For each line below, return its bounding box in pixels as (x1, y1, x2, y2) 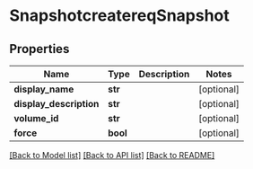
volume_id (13, 112, 59, 124)
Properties (9, 41, 70, 57)
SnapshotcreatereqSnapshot (9, 5, 231, 26)
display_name (13, 83, 74, 95)
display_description (13, 98, 100, 110)
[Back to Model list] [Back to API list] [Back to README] (9, 150, 215, 160)
